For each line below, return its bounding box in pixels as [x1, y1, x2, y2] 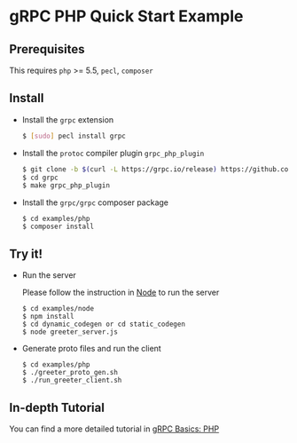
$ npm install [21, 312, 74, 321]
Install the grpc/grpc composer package [21, 197, 169, 208]
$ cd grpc [21, 173, 59, 182]
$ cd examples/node [21, 305, 95, 313]
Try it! [9, 246, 43, 261]
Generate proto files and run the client [21, 344, 161, 354]
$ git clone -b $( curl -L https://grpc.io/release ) [21, 164, 217, 174]
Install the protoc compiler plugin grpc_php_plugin [21, 147, 205, 158]
